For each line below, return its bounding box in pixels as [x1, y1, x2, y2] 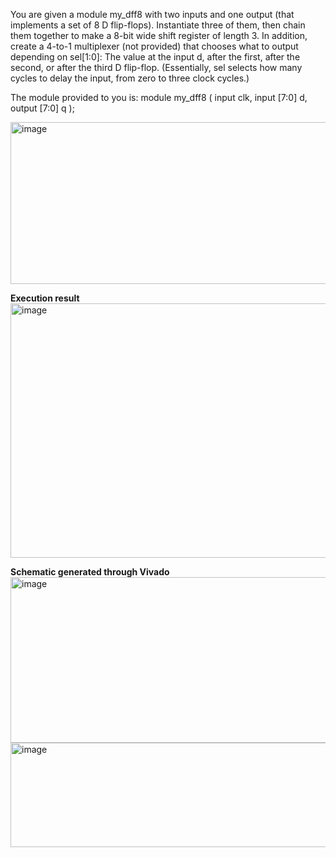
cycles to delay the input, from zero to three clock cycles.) [10, 72, 250, 84]
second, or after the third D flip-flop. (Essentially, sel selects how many [10, 62, 303, 73]
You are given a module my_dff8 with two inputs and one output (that [10, 9, 295, 20]
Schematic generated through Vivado [10, 566, 170, 578]
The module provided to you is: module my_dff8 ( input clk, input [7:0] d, [10, 92, 308, 103]
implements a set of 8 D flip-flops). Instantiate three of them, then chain [10, 19, 306, 31]
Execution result [10, 292, 80, 304]
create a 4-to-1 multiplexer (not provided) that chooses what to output [10, 40, 299, 52]
